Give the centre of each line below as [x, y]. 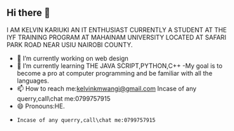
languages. [33, 81]
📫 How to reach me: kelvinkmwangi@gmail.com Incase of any [106, 88]
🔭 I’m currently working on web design [73, 58]
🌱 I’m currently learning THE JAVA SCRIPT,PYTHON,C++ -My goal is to [119, 65]
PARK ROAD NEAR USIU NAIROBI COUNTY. [70, 44]
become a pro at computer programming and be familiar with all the [115, 73]
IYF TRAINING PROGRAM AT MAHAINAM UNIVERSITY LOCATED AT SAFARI [116, 37]
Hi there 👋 [28, 13]
